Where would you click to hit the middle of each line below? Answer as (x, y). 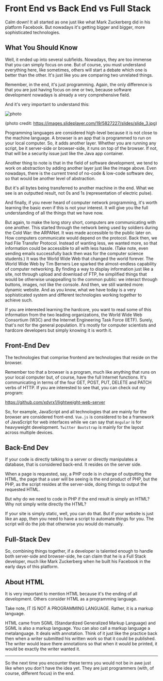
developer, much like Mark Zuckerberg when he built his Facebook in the (78, 561)
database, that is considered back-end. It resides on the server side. (73, 464)
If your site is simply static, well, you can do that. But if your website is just (79, 514)
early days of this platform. (32, 567)
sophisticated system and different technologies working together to (73, 295)
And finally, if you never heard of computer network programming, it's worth (81, 202)
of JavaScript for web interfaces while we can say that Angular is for (73, 422)
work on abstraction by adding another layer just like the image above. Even (81, 168)
